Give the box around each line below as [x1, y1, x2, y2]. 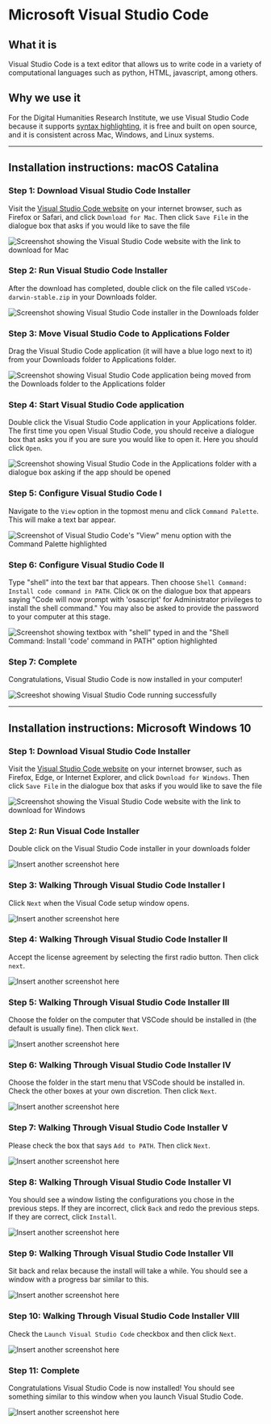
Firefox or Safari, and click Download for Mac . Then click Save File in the [8, 212, 248, 221]
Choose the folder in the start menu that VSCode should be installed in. [8, 1077, 245, 1088]
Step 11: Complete [8, 1364, 81, 1376]
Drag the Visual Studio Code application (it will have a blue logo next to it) [8, 346, 252, 356]
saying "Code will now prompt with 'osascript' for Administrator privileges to [8, 594, 262, 604]
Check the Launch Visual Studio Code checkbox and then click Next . [8, 1329, 236, 1338]
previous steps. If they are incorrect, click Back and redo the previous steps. [8, 1203, 260, 1213]
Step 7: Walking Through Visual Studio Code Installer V [8, 1122, 228, 1133]
